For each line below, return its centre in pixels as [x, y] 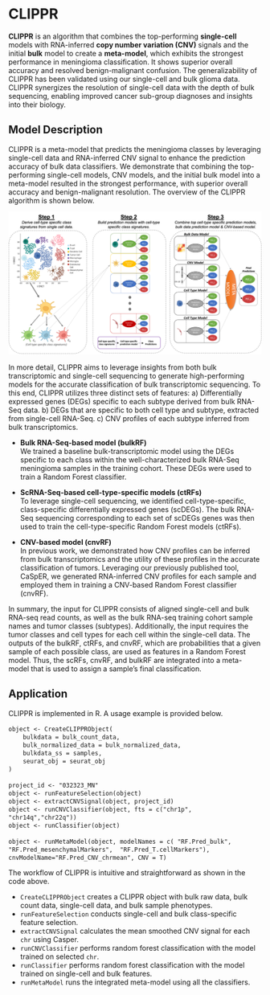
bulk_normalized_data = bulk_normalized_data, [102, 745]
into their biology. [37, 104]
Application [38, 694]
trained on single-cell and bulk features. [86, 973]
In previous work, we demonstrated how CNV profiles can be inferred [135, 551]
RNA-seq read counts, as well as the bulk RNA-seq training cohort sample [131, 617]
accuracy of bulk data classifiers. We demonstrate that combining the [123, 166]
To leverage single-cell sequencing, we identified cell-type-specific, [133, 501]
